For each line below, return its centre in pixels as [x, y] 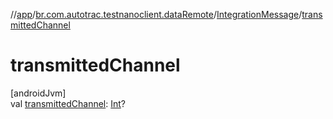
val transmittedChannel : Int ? [68, 103]
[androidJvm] [38, 93]
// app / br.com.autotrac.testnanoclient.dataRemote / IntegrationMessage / [156, 14]
